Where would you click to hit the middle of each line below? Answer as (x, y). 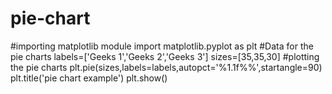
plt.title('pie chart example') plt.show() (89, 78)
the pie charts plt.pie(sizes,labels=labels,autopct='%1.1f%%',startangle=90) (166, 67)
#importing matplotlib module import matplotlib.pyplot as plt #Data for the (162, 46)
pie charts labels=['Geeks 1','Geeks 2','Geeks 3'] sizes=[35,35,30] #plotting (165, 56)
